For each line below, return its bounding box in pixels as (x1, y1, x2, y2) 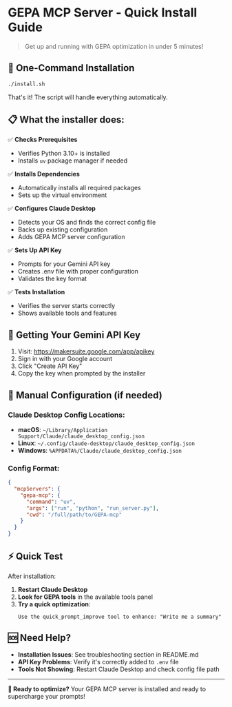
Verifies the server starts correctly (17, 302, 116, 310)
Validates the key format (17, 274, 87, 283)
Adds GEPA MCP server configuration (17, 233, 125, 241)
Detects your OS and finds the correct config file (17, 218, 156, 227)
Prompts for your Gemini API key (17, 260, 111, 268)
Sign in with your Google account (17, 355, 113, 363)
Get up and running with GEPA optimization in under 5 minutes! (24, 42, 204, 50)
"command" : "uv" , (25, 498, 76, 505)
